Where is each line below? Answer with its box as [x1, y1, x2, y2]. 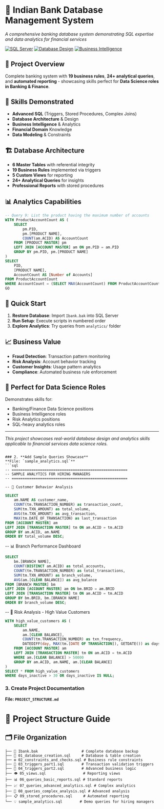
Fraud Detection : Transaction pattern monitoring [12, 353, 111, 359]
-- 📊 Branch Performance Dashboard [5, 543, 81, 549]
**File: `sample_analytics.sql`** [5, 459, 76, 464]
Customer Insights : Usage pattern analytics [12, 364, 101, 369]
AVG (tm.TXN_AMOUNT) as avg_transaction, [14, 511, 97, 516]
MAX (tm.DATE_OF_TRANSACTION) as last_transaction [14, 516, 117, 521]
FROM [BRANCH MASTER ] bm [5, 582, 56, 587]
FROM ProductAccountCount [5, 277, 58, 282]
